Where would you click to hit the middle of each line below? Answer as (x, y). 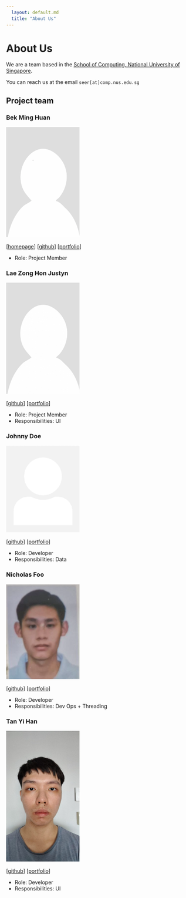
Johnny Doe (24, 436)
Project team (30, 101)
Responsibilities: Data (40, 559)
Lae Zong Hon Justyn (37, 273)
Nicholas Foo (25, 574)
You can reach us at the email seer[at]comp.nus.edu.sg (73, 82)
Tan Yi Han (22, 721)
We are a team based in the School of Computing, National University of (93, 65)
